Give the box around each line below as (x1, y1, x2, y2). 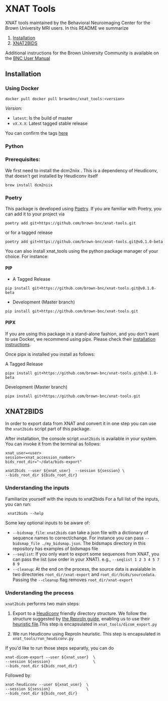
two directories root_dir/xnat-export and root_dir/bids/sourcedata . (12, 571, 156, 577)
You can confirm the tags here (5, 130, 68, 136)
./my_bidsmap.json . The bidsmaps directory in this (42, 540, 146, 546)
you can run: (5, 501, 32, 507)
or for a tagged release (5, 229, 53, 236)
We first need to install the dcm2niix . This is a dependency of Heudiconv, (5, 167, 158, 174)
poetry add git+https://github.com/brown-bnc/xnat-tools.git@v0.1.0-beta (5, 240, 163, 245)
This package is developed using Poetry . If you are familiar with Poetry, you (5, 206, 162, 212)
